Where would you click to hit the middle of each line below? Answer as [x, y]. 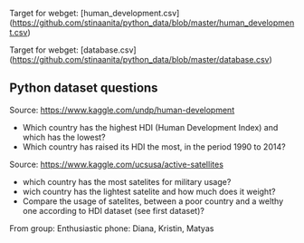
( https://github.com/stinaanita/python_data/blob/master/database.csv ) [141, 59]
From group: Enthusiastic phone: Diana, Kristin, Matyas [112, 228]
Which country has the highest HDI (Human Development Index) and [150, 127]
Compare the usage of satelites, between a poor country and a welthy [153, 201]
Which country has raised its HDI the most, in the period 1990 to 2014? [154, 146]
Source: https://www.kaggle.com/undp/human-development [122, 110]
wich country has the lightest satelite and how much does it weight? [149, 191]
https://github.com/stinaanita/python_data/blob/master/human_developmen [153, 23]
